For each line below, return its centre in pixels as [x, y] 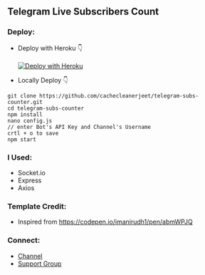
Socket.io [32, 172]
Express [30, 180]
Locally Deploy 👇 [43, 80]
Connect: [24, 240]
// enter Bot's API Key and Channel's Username [79, 127]
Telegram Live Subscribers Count [83, 12]
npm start [22, 139]
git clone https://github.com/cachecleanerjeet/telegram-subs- [103, 95]
